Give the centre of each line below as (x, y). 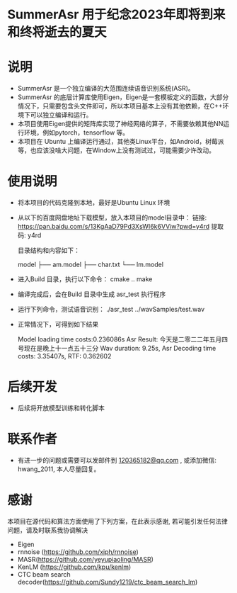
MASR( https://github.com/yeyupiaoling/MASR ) (86, 559)
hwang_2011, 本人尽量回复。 (59, 469)
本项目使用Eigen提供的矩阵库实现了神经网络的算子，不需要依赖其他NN (120, 124)
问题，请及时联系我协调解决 (48, 530)
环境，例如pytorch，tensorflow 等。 (76, 132)
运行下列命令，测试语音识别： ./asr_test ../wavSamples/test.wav (111, 310)
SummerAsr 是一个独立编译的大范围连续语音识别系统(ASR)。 (106, 89)
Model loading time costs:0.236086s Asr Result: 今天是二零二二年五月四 (123, 339)
